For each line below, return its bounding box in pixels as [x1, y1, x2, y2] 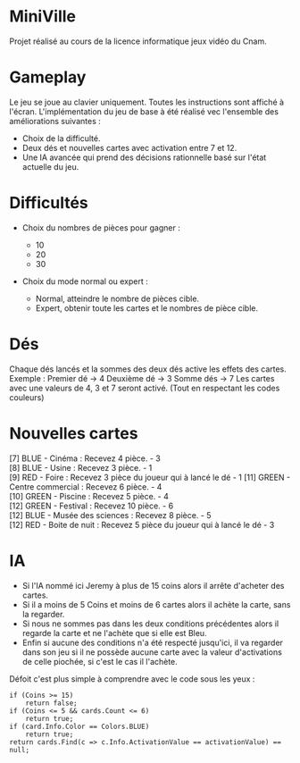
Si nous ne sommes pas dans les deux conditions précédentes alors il [21, 618, 279, 629]
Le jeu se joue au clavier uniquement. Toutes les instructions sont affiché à [9, 96, 284, 107]
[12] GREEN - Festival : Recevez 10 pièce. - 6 [9, 500, 174, 511]
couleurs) [9, 391, 45, 403]
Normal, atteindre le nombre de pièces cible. [35, 293, 199, 304]
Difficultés [9, 193, 88, 214]
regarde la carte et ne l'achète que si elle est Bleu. [21, 627, 207, 638]
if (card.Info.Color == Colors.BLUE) [9, 722, 150, 731]
